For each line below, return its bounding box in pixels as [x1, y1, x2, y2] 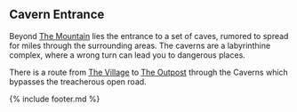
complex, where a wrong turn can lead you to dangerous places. [9, 49, 246, 60]
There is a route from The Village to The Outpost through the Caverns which [9, 67, 289, 77]
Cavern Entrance [9, 7, 105, 22]
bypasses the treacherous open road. [9, 76, 147, 87]
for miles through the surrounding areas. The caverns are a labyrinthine [9, 40, 271, 51]
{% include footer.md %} [9, 93, 100, 104]
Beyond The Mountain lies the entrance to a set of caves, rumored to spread [9, 30, 289, 41]
